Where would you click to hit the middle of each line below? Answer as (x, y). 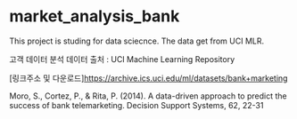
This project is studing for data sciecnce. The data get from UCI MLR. (137, 41)
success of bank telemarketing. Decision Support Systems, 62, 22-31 (136, 105)
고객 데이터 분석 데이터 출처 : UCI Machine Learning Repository (122, 59)
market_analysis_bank (95, 16)
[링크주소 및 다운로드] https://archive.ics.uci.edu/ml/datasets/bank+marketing (148, 78)
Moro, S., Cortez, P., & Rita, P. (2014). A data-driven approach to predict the (148, 96)
